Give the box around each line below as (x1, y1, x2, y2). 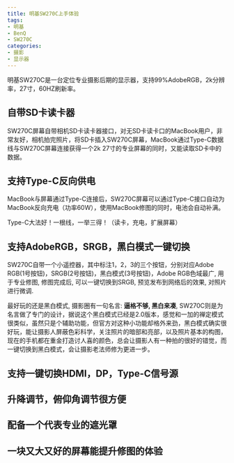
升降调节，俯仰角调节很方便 (7, 393, 127, 405)
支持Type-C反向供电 (7, 175, 96, 187)
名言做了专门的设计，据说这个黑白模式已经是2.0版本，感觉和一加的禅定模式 (7, 310, 224, 319)
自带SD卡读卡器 (7, 107, 75, 119)
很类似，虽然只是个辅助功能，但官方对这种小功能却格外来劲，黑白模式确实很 (7, 319, 227, 328)
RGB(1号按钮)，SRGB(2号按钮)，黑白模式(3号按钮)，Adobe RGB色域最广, (7, 269, 217, 278)
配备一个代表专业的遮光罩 (7, 419, 117, 431)
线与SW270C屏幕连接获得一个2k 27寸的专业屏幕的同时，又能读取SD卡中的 (7, 144, 221, 152)
